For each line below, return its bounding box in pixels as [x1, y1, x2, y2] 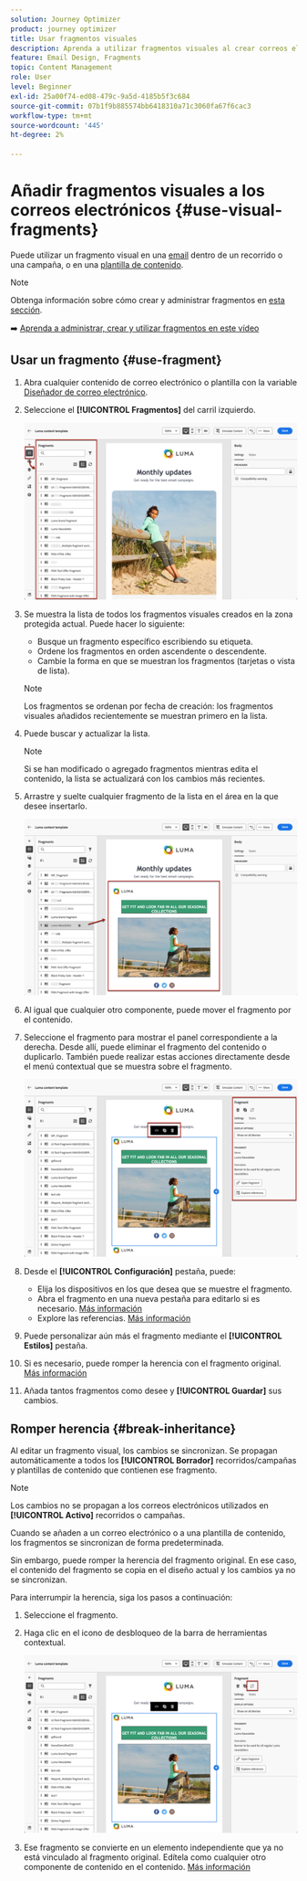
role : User [10, 73, 52, 82]
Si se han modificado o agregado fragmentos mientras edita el [23, 764, 259, 775]
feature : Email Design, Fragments [10, 53, 142, 63]
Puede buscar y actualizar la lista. [23, 728, 151, 739]
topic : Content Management [10, 63, 113, 72]
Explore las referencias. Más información [36, 1312, 191, 1324]
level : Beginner [10, 82, 72, 91]
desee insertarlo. [23, 800, 87, 812]
